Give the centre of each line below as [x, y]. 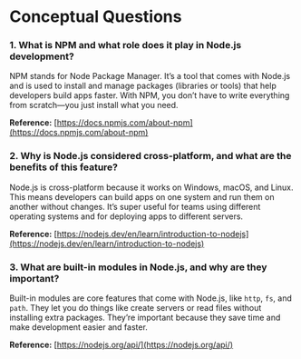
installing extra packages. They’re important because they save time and [145, 318]
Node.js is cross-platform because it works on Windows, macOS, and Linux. [151, 187]
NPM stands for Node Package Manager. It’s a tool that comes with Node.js [150, 76]
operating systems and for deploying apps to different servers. [126, 216]
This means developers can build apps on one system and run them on [142, 196]
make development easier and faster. [78, 327]
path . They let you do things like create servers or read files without [136, 308]
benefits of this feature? [63, 167]
